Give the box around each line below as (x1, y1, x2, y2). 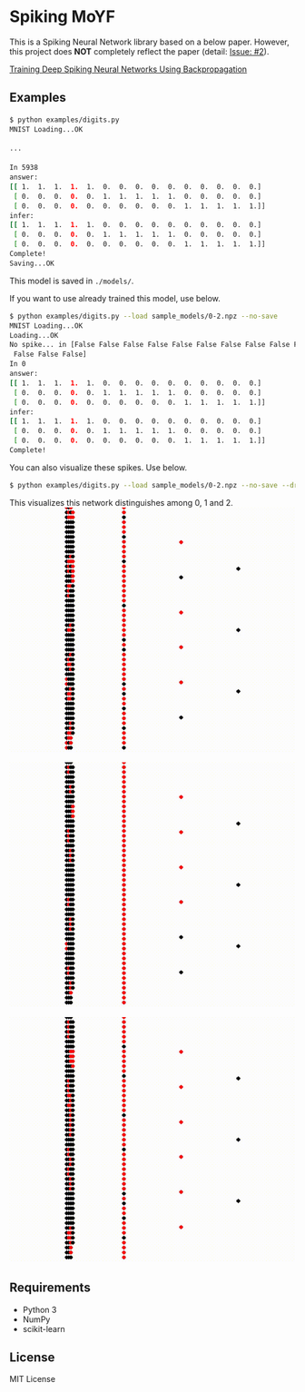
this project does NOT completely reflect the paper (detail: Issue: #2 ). (9, 45, 270, 56)
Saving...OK (9, 259, 54, 268)
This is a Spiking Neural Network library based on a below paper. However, (9, 36, 290, 47)
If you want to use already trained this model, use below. (9, 292, 221, 303)
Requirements (9, 1280, 91, 1296)
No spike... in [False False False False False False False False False (9, 341, 290, 350)
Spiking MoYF (9, 6, 116, 27)
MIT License (9, 1374, 56, 1385)
